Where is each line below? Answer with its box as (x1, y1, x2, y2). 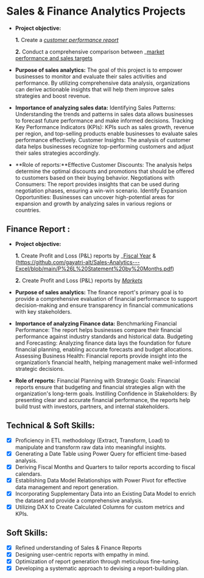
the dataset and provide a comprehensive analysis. (15, 496, 144, 504)
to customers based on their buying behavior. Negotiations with (15, 174, 175, 181)
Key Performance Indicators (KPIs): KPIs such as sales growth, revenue (15, 123, 195, 130)
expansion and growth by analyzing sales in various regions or (15, 200, 172, 207)
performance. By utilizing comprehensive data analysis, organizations (15, 79, 191, 86)
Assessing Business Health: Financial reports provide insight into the (15, 352, 188, 359)
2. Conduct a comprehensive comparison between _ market (15, 48, 164, 55)
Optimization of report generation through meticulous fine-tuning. (15, 557, 180, 565)
